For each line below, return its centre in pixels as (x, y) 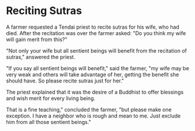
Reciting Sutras (44, 11)
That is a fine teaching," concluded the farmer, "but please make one (89, 109)
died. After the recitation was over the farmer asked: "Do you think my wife (96, 33)
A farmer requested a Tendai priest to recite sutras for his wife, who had (93, 27)
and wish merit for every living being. (51, 98)
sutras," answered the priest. (41, 57)
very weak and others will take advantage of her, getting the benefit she (93, 74)
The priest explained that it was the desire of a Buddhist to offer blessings (95, 92)
